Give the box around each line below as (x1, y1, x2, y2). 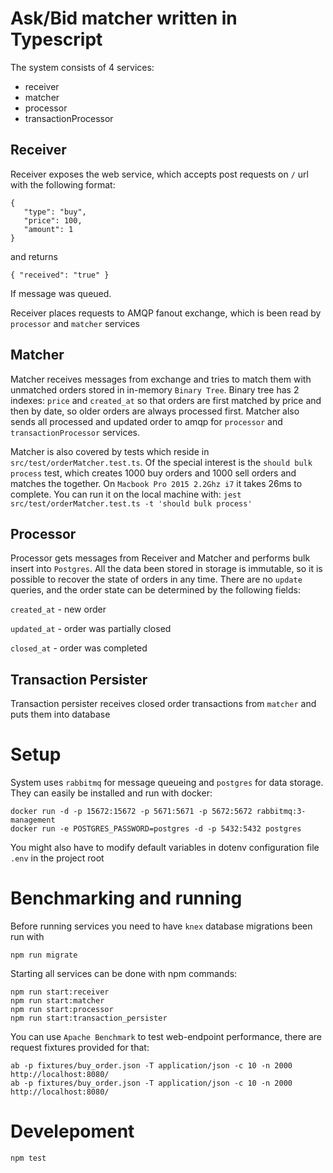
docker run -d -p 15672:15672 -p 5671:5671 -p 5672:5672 (10, 807, 253, 817)
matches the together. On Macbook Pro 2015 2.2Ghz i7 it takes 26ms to (10, 477, 303, 489)
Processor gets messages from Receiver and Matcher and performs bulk (10, 552, 311, 564)
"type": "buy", (23, 207, 87, 217)
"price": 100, (23, 215, 83, 226)
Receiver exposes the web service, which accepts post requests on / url (10, 168, 309, 180)
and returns (10, 250, 58, 262)
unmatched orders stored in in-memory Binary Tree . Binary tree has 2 (10, 383, 300, 396)
